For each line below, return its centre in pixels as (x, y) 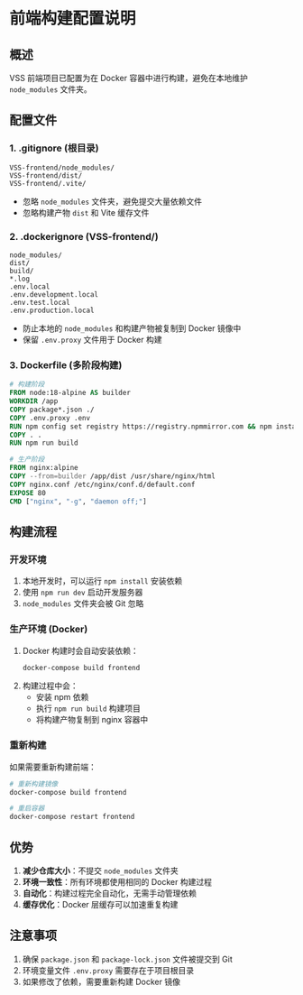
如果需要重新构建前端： (53, 767)
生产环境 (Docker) (49, 630)
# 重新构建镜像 (34, 784)
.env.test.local (40, 302)
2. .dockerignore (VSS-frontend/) (84, 236)
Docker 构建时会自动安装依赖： (81, 650)
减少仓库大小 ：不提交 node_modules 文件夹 (100, 871)
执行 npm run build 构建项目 (88, 708)
